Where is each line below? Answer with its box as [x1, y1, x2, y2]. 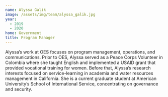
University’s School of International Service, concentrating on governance [5, 80, 158, 86]
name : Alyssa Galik [5, 7, 46, 12]
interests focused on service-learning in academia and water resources [5, 70, 153, 76]
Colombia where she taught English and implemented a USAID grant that [5, 59, 156, 65]
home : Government [5, 30, 42, 35]
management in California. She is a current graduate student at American [5, 75, 157, 81]
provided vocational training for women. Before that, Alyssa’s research [5, 64, 151, 70]
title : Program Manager [5, 35, 55, 40]
